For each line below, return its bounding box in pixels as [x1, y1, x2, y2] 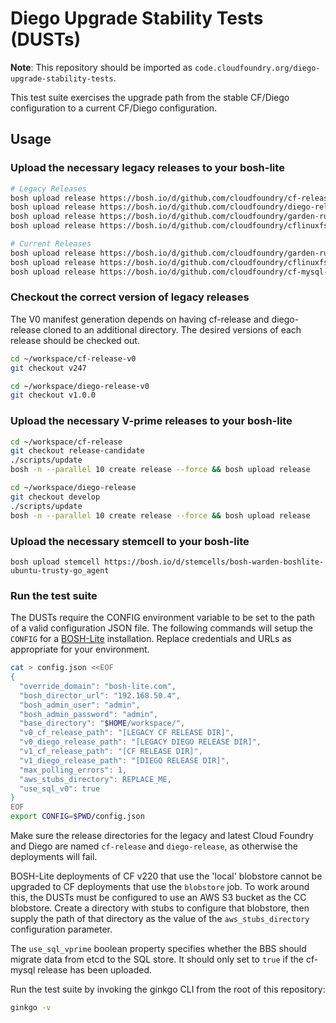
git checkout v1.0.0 [10, 390, 97, 401]
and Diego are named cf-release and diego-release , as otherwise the [10, 840, 298, 852]
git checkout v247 [10, 363, 87, 373]
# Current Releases [10, 239, 92, 249]
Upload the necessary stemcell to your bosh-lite [10, 534, 250, 548]
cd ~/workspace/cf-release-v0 [10, 353, 137, 364]
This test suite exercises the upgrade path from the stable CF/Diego [10, 91, 290, 103]
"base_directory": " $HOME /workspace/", [19, 718, 186, 729]
